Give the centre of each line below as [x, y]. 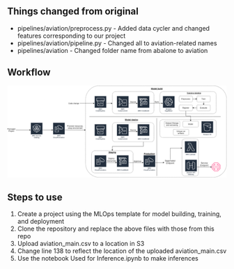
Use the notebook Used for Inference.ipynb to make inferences [108, 259]
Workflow [29, 72]
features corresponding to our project [71, 36]
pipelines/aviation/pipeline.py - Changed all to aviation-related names [117, 43]
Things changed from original [73, 11]
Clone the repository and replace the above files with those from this [116, 229]
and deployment [41, 222]
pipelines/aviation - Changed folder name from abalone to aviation [112, 50]
